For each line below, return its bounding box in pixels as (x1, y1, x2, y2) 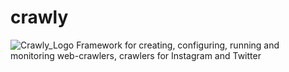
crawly (10, 6, 69, 29)
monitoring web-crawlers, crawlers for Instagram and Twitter (10, 49, 262, 61)
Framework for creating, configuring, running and (76, 39, 280, 51)
